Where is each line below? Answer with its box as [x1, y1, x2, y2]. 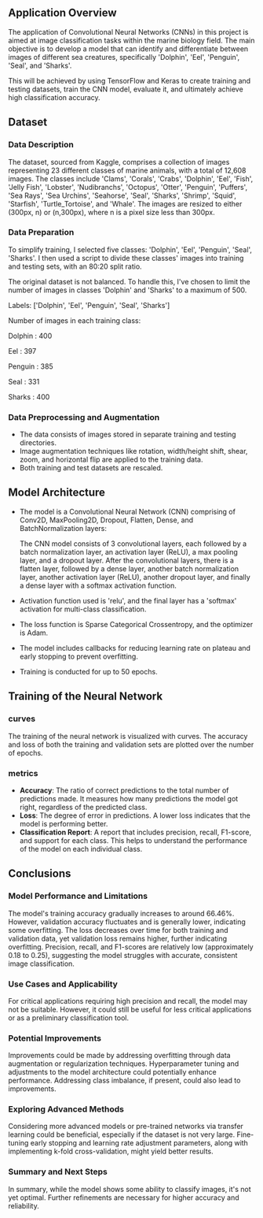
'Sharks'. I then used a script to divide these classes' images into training [8, 253, 244, 262]
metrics [8, 767, 38, 778]
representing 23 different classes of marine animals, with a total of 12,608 [8, 165, 247, 175]
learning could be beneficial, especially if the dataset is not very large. [8, 1130, 236, 1139]
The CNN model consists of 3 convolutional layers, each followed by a [19, 539, 247, 548]
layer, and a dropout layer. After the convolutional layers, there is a [19, 555, 234, 565]
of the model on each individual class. [19, 844, 143, 853]
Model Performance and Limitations [8, 890, 148, 901]
